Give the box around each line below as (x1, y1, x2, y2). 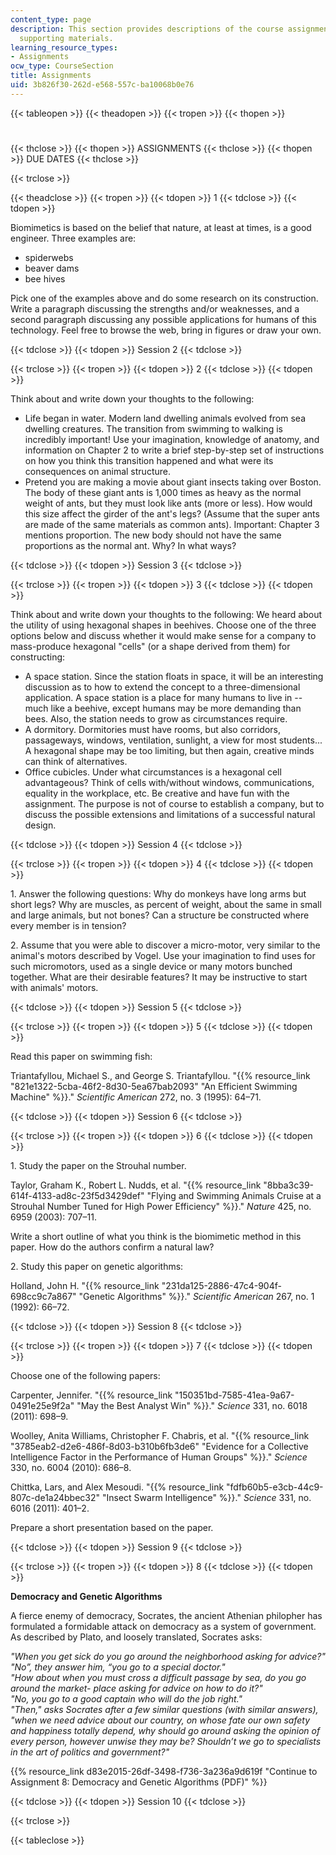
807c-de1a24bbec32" (10, 1491, 101, 1503)
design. (24, 819, 57, 831)
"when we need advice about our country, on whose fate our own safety (10, 1714, 311, 1726)
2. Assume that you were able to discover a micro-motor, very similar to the (10, 939, 321, 951)
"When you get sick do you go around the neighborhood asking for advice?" (10, 1650, 326, 1662)
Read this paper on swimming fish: (10, 1050, 153, 1062)
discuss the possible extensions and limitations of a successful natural (24, 808, 316, 820)
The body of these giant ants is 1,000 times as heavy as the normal (24, 486, 302, 498)
